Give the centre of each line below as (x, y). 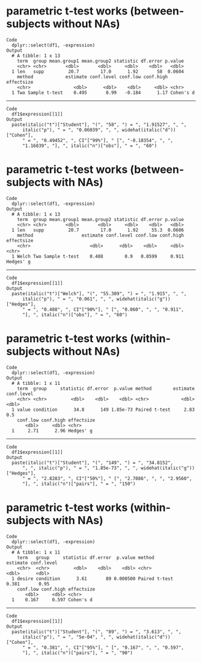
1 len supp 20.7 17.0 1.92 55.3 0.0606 (98, 230)
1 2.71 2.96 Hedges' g (52, 431)
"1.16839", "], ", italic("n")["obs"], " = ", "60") (90, 146)
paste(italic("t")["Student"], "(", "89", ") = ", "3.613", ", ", (96, 632)
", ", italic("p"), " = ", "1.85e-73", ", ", (80, 468)
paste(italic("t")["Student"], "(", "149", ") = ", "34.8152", (92, 463)
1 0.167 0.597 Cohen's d (52, 600)
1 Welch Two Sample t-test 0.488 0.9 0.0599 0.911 (98, 256)
